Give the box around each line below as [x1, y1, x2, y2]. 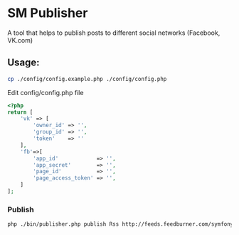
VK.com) [7, 35, 33, 44]
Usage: [7, 57, 41, 69]
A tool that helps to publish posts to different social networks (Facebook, [7, 28, 221, 37]
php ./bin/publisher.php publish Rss [7, 221, 119, 228]
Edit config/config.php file [7, 88, 84, 97]
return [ [7, 109, 33, 116]
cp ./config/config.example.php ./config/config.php [7, 75, 167, 82]
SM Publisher [7, 5, 88, 21]
